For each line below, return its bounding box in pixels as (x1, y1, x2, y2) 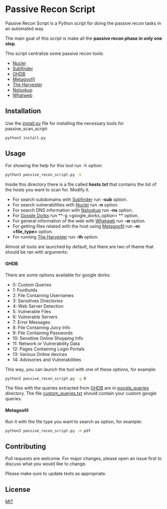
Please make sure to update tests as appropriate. (5, 471, 107, 477)
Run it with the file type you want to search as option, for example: (5, 418, 142, 424)
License (5, 485, 31, 494)
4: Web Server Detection (12, 303, 64, 309)
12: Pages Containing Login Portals (12, 346, 85, 352)
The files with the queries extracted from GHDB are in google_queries (5, 385, 149, 391)
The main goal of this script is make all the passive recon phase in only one (5, 35, 162, 41)
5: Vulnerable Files (12, 308, 51, 314)
